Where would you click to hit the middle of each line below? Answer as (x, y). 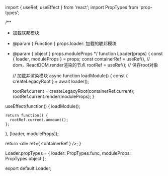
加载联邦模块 (26, 33)
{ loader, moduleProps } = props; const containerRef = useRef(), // (81, 59)
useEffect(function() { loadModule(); (43, 106)
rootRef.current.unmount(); (39, 120)
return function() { (27, 115)
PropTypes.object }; (26, 159)
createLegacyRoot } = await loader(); (51, 81)
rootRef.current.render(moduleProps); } (53, 96)
